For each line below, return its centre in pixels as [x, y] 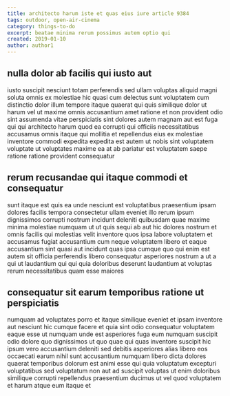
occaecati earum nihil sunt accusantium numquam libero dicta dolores [107, 356]
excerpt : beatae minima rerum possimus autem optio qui [89, 33]
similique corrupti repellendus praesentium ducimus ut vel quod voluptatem [114, 378]
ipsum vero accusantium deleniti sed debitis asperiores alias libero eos [107, 349]
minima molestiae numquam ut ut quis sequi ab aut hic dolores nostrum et [112, 227]
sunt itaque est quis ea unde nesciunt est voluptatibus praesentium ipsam [112, 205]
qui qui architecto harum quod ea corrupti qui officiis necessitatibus [103, 126]
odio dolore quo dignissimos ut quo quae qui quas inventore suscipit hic [109, 342]
